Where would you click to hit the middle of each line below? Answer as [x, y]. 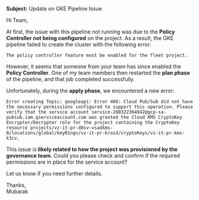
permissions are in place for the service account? [67, 162]
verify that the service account [48, 112]
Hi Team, [17, 20]
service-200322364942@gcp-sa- [129, 112]
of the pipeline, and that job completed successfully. [71, 79]
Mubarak [17, 191]
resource [17, 128]
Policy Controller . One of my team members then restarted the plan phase [98, 73]
